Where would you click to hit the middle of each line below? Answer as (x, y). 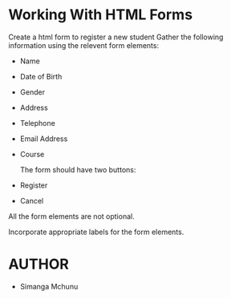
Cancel (32, 200)
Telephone (38, 123)
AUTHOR (39, 264)
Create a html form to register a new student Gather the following (116, 37)
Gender (32, 92)
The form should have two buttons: (78, 169)
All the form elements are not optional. (71, 216)
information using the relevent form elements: (83, 45)
